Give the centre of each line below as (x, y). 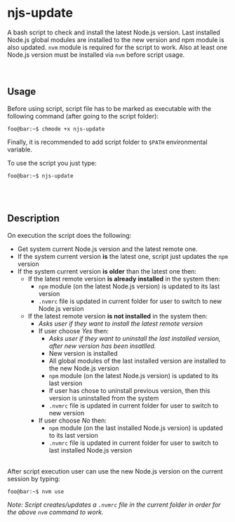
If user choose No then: (73, 420)
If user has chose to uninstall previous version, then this (129, 390)
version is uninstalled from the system (104, 398)
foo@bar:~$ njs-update (40, 176)
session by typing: (34, 479)
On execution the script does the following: (69, 235)
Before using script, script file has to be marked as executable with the (109, 108)
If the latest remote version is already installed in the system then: (124, 279)
